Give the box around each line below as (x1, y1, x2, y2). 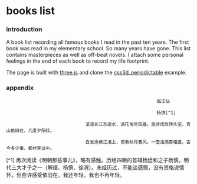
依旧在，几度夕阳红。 (10, 127, 55, 134)
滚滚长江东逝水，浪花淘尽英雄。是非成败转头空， (85, 121, 187, 127)
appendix (6, 84, 34, 92)
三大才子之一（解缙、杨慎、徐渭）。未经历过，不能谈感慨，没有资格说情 (11, 164, 185, 171)
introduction (6, 25, 42, 34)
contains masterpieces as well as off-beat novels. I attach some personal (6, 51, 184, 59)
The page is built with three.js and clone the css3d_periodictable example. (6, 69, 187, 76)
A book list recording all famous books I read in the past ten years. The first (6, 38, 189, 46)
